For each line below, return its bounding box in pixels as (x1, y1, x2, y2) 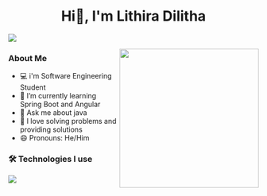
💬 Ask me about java (19, 108, 87, 117)
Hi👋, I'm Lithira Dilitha (60, 7, 207, 25)
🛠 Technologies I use (8, 154, 93, 165)
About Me (8, 52, 48, 63)
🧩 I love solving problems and (19, 117, 117, 126)
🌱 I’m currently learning (19, 91, 97, 101)
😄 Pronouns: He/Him (19, 133, 90, 143)
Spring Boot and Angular (19, 99, 101, 110)
